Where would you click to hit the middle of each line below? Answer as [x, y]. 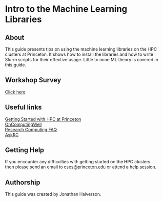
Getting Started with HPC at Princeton [43, 119]
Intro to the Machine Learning [66, 9]
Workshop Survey [33, 80]
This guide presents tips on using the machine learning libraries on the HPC [81, 49]
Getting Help [25, 150]
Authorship [23, 182]
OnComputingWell [23, 124]
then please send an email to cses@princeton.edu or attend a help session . [81, 167]
